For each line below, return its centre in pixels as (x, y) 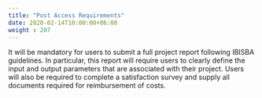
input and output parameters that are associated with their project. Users (126, 69)
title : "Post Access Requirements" (66, 15)
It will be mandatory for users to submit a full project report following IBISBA (131, 53)
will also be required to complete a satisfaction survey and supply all (119, 77)
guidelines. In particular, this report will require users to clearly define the (127, 60)
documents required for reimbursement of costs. (87, 85)
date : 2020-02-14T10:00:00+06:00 (63, 23)
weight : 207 (30, 30)
